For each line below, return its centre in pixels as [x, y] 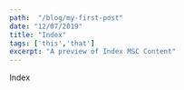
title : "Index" [38, 35]
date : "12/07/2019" [46, 26]
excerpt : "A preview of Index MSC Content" [93, 52]
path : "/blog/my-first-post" [67, 18]
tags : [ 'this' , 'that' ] [52, 43]
